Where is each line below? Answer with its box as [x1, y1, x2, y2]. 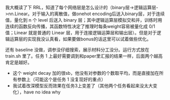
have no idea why [23, 89, 61, 95]
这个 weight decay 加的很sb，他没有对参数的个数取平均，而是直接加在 [12, 70, 159, 76]
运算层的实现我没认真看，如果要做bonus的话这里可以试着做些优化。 [9, 36, 151, 42]
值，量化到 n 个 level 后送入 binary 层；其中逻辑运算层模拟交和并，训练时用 [5, 17, 162, 23]
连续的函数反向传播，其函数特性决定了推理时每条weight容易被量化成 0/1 [5, 23, 155, 29]
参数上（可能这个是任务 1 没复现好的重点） [17, 76, 106, 82]
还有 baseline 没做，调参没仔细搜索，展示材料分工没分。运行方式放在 [5, 47, 150, 53]
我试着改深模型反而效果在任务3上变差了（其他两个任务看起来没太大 [12, 83, 153, 88]
